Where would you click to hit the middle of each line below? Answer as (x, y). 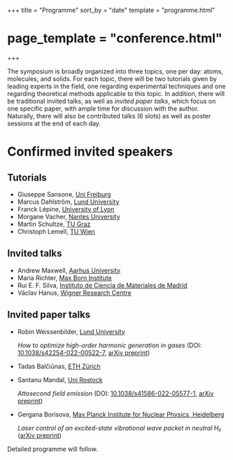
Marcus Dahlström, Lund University (68, 202)
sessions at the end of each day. (54, 123)
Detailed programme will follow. (52, 449)
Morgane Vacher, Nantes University (69, 216)
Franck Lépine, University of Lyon (66, 209)
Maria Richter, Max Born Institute (64, 278)
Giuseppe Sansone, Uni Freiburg (64, 194)
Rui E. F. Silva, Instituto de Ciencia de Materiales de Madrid (102, 285)
